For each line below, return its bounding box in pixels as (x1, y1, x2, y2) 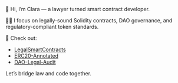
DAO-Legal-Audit (14, 59, 57, 65)
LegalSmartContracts (14, 46, 66, 53)
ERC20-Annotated (14, 52, 59, 59)
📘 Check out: (5, 35, 37, 41)
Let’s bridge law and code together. (5, 70, 92, 77)
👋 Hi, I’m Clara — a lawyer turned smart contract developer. (5, 6, 150, 12)
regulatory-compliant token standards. (5, 24, 99, 30)
